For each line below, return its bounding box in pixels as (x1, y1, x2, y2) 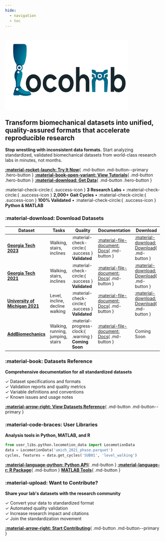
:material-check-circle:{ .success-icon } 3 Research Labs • (5, 187, 125, 193)
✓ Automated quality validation (5, 505, 68, 511)
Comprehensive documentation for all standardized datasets (5, 369, 132, 375)
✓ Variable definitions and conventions (5, 389, 84, 395)
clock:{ (72, 328, 86, 334)
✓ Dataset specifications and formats (5, 378, 81, 384)
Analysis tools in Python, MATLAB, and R (5, 432, 90, 438)
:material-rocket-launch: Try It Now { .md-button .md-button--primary (5, 167, 149, 173)
